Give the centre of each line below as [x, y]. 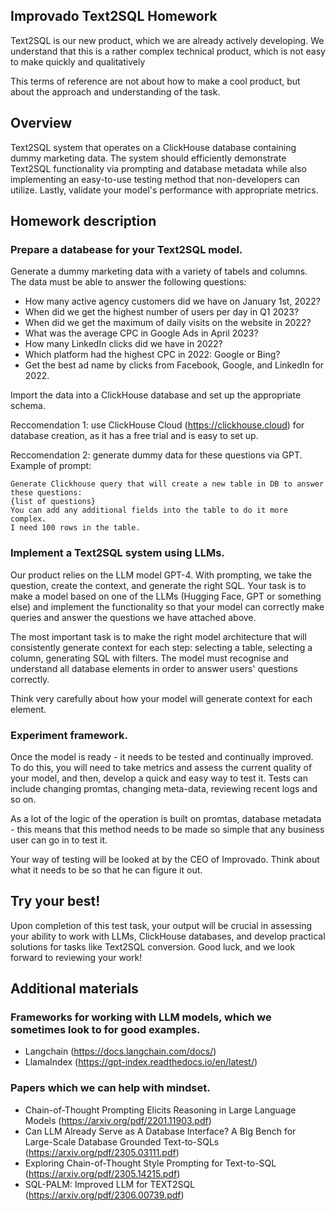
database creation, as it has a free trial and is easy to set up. [134, 436]
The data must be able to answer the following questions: [128, 282]
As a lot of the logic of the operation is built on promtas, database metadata [166, 818]
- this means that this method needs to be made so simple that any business [167, 829]
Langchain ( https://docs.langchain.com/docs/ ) [120, 1051]
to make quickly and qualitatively [78, 61]
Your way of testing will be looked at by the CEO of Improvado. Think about [165, 859]
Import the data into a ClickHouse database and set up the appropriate [156, 395]
